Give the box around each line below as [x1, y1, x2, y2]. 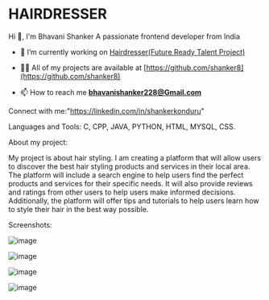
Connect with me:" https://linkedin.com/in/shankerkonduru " [8, 106, 205, 115]
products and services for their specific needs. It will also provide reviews [8, 178, 254, 188]
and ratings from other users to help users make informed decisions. [8, 187, 236, 197]
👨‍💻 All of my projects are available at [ [19, 62, 147, 73]
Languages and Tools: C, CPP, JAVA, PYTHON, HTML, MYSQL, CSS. [8, 122, 236, 131]
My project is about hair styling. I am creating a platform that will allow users [8, 152, 262, 162]
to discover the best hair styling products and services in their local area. [8, 161, 250, 171]
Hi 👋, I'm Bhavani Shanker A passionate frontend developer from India [8, 31, 240, 41]
